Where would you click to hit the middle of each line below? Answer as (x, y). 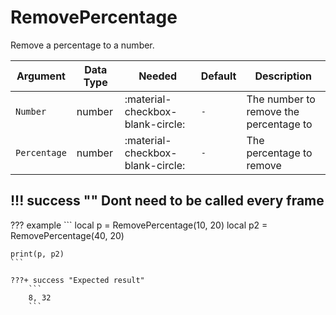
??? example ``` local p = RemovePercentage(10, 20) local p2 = (139, 225)
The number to (281, 99)
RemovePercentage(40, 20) (67, 235)
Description (283, 76)
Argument (41, 76)
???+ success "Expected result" (77, 280)
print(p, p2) (37, 254)
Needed (158, 76)
